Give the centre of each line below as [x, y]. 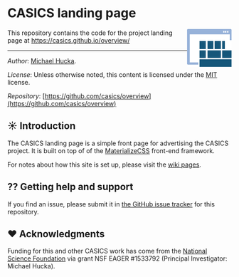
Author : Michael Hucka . [42, 61]
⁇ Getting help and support [70, 187]
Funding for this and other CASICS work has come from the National [107, 251]
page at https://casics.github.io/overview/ [69, 40]
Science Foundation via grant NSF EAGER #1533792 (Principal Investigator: [117, 258]
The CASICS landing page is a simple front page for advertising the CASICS [118, 143]
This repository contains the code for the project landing [90, 33]
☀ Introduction [42, 126]
